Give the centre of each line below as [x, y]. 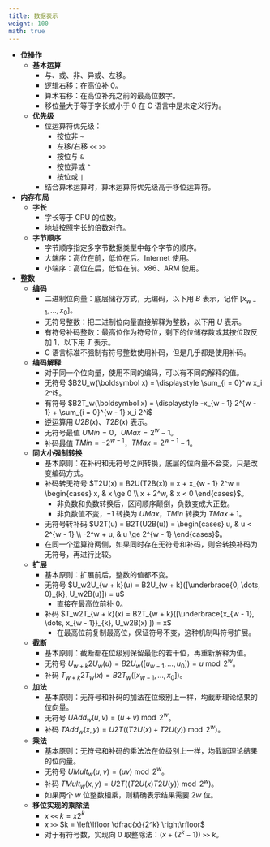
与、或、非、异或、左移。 [87, 76]
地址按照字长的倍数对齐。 [87, 227]
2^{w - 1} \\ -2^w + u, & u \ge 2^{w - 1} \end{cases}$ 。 [135, 534]
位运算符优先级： [73, 126]
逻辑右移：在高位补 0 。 [84, 85]
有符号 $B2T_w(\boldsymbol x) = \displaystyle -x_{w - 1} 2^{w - [150, 403]
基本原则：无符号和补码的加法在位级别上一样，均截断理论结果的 [151, 697]
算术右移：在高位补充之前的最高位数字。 [112, 96]
